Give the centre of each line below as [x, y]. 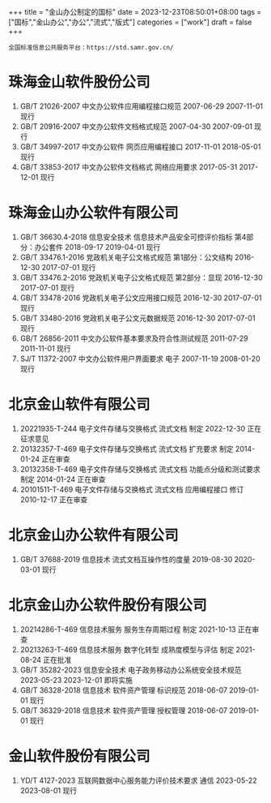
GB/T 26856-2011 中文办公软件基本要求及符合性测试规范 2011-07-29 [134, 338]
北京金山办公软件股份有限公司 [108, 605]
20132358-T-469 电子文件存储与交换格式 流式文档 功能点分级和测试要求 [140, 469]
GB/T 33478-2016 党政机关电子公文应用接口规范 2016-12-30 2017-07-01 [141, 298]
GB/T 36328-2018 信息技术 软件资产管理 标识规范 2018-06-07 [124, 690]
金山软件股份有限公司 [80, 756]
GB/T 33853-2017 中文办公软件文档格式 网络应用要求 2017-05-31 [129, 167]
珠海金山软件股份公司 [80, 82]
